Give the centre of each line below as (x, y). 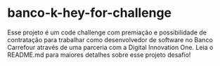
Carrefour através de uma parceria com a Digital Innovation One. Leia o (110, 47)
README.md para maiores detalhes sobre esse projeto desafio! (99, 55)
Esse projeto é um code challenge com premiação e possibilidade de (107, 32)
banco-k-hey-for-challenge (90, 13)
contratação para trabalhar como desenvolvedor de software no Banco (110, 39)
